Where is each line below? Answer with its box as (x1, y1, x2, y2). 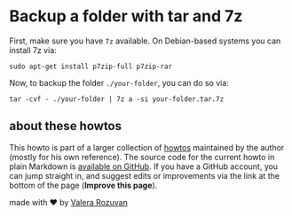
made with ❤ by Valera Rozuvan (9, 197, 129, 207)
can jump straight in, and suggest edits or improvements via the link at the (9, 170, 280, 181)
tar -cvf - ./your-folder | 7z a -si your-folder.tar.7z (9, 95, 225, 104)
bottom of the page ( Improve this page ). (9, 180, 158, 190)
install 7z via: (9, 44, 58, 55)
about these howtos (9, 119, 122, 134)
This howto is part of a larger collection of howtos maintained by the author (9, 142, 285, 152)
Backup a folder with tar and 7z (9, 6, 243, 27)
